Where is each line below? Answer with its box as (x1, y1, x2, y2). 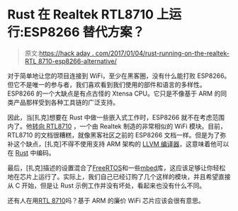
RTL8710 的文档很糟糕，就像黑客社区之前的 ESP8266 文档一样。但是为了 (7, 130, 220, 139)
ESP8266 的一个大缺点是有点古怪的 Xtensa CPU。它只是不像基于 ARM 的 (7, 89, 221, 98)
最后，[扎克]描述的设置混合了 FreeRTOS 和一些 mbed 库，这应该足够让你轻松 (7, 164, 226, 172)
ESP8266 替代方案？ (23, 24, 145, 40)
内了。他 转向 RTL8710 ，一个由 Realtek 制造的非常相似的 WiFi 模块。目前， (7, 122, 227, 130)
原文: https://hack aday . (24, 49, 94, 57)
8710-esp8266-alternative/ (38, 57, 117, 65)
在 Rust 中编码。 (7, 148, 55, 156)
